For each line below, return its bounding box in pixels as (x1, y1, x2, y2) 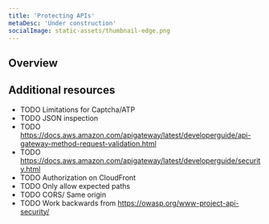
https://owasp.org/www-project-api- (117, 198, 239, 208)
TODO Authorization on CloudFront (19, 173, 137, 182)
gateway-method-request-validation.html (19, 138, 157, 148)
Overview (8, 56, 59, 70)
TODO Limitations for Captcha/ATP (19, 105, 136, 114)
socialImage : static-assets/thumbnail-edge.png (8, 26, 171, 34)
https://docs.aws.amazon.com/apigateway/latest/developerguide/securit (19, 155, 261, 165)
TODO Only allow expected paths (19, 181, 131, 190)
